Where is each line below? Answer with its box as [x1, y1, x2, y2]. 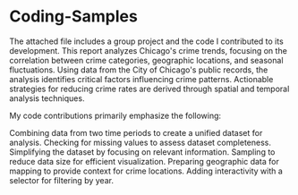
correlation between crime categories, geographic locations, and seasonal [9, 55, 284, 65]
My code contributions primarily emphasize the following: [9, 110, 222, 121]
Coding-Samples [9, 6, 139, 27]
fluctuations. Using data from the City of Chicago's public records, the [9, 64, 268, 75]
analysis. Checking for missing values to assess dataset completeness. [9, 137, 271, 148]
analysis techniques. [9, 92, 85, 104]
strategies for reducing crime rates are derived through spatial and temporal [9, 83, 290, 94]
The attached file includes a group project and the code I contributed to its [9, 36, 284, 47]
